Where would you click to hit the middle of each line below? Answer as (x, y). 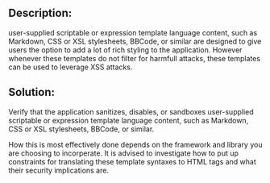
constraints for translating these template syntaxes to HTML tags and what (132, 161)
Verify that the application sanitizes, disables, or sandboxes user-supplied (131, 111)
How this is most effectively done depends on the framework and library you (135, 144)
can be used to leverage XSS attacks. (71, 67)
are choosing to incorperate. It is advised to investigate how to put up (124, 153)
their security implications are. (58, 170)
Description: (40, 13)
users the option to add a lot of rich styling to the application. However (125, 50)
